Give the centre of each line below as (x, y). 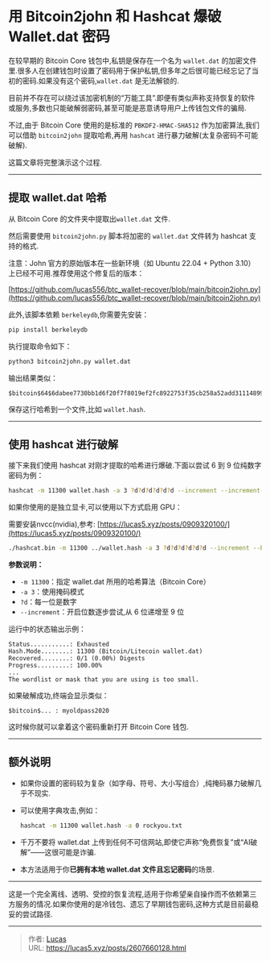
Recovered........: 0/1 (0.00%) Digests (77, 659)
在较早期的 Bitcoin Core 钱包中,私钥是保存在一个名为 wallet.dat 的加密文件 (133, 60)
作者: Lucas (47, 938)
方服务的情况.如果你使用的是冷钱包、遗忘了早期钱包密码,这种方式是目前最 (130, 904)
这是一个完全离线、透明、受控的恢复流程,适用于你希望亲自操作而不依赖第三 (133, 894)
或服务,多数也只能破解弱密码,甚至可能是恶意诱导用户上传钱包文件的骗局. (128, 108)
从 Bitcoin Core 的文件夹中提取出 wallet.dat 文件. (90, 218)
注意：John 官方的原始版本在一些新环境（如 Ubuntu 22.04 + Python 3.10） (132, 263)
